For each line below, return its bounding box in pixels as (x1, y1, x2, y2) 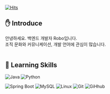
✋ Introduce (5, 19, 43, 28)
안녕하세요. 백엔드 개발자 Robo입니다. (5, 35, 78, 41)
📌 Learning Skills (5, 61, 57, 69)
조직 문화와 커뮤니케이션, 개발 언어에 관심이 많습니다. (5, 41, 106, 47)
